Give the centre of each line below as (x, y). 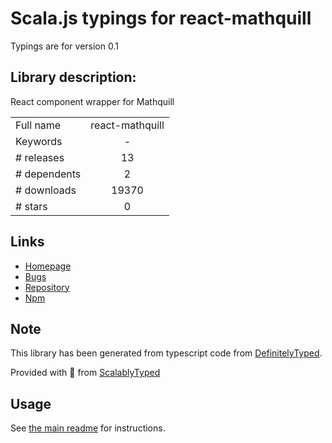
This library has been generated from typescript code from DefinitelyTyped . (166, 353)
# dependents (48, 174)
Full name (38, 125)
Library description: (73, 77)
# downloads (46, 190)
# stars (31, 206)
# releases (40, 157)
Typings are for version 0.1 (64, 46)
